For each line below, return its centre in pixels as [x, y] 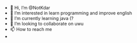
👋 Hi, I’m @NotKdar [30, 8]
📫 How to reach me [31, 29]
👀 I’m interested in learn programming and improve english [71, 13]
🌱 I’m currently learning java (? [42, 18]
